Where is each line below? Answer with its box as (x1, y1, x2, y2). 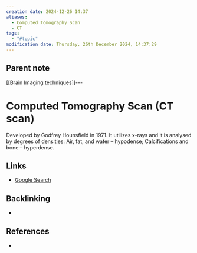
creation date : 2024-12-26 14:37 (6, 8, 88, 15)
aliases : (6, 14, 28, 20)
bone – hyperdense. (6, 144, 55, 151)
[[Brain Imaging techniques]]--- (6, 79, 83, 86)
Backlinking (6, 194, 51, 204)
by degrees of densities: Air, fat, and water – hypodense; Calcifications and (6, 138, 189, 145)
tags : (6, 31, 19, 36)
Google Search (14, 177, 51, 184)
